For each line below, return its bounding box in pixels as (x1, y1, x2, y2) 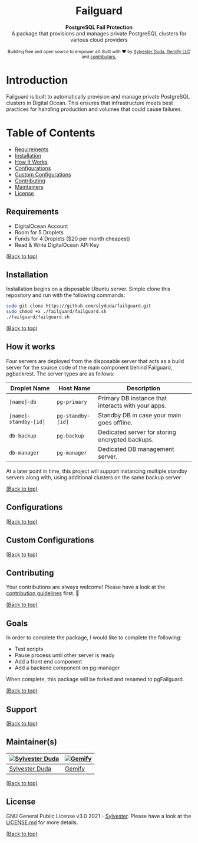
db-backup (9, 432, 37, 439)
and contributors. (81, 54, 117, 60)
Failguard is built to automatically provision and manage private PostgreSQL (6, 93, 190, 100)
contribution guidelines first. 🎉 (6, 590, 80, 597)
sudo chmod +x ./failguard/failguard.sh (6, 309, 107, 315)
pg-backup (57, 432, 84, 439)
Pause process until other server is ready (14, 652, 115, 659)
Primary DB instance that (98, 394, 167, 402)
